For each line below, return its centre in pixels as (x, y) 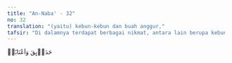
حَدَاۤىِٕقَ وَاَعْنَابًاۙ (30, 52)
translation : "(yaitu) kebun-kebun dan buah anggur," (86, 26)
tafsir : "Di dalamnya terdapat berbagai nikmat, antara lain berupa (108, 33)
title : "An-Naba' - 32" (41, 13)
